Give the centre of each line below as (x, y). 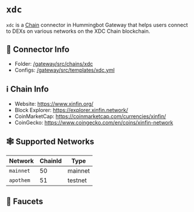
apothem (20, 181)
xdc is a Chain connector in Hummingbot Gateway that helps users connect (97, 25)
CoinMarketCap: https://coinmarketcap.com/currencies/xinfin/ (90, 116)
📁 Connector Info (38, 50)
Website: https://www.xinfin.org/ (54, 103)
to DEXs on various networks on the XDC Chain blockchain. (78, 31)
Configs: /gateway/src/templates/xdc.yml (64, 70)
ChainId (51, 161)
